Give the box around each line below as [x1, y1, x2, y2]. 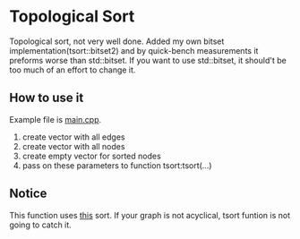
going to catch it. [9, 219, 72, 230]
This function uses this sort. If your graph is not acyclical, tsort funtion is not [9, 209, 291, 220]
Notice [9, 186, 47, 201]
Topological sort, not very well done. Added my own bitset [9, 36, 225, 47]
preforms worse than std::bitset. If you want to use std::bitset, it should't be [9, 55, 287, 65]
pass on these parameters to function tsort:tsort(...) [21, 159, 212, 171]
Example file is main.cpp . [9, 114, 102, 124]
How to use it [9, 90, 84, 106]
